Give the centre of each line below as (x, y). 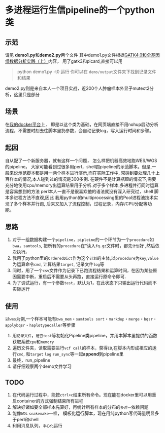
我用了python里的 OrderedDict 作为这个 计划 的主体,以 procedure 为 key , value (85, 258)
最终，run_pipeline (31, 360)
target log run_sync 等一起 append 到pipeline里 (77, 354)
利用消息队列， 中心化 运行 (37, 426)
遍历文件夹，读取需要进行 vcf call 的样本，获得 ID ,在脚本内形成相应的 (82, 348)
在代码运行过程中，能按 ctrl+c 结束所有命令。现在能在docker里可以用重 (84, 395)
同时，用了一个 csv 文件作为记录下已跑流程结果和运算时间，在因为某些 (82, 271)
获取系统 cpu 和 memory (33, 342)
